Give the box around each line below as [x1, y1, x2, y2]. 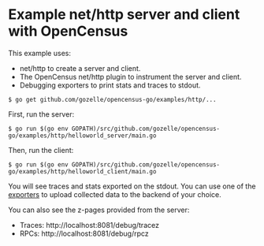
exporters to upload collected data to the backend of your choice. [8, 189, 222, 199]
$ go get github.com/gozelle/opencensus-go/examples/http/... [8, 95, 217, 103]
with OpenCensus [8, 22, 128, 40]
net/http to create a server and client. [19, 63, 141, 73]
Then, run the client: [8, 145, 74, 155]
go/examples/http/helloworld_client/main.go [8, 167, 157, 175]
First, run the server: [8, 109, 75, 119]
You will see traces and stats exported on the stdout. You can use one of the [8, 181, 256, 191]
